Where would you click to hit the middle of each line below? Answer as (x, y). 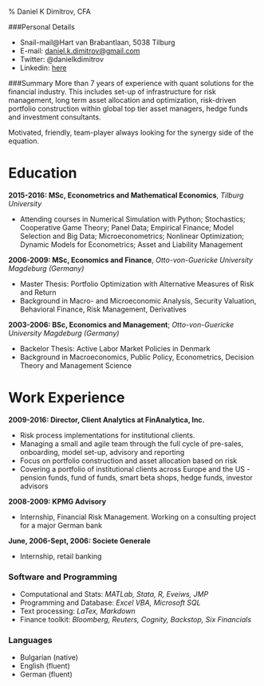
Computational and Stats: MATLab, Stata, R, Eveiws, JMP (114, 594)
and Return (38, 292)
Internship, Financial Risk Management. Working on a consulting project (138, 516)
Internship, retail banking (61, 556)
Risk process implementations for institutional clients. (107, 435)
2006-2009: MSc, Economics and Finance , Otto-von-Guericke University (131, 260)
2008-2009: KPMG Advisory (57, 501)
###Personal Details (42, 27)
